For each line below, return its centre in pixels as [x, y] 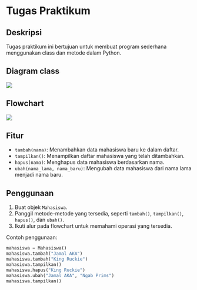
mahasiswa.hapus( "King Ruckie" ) [46, 270]
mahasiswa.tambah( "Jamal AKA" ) [44, 254]
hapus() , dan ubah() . [39, 220]
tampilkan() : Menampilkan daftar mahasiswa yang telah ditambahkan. [100, 156]
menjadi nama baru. [39, 175]
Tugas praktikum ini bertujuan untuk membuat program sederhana [86, 46]
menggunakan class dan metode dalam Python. [64, 53]
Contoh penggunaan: [32, 237]
